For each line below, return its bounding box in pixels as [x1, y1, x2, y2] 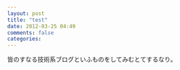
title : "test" [7, 16, 48, 23]
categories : [7, 36, 42, 43]
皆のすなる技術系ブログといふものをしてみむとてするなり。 [7, 56, 177, 64]
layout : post [7, 10, 45, 17]
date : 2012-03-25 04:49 [7, 23, 76, 30]
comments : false [7, 29, 54, 36]
